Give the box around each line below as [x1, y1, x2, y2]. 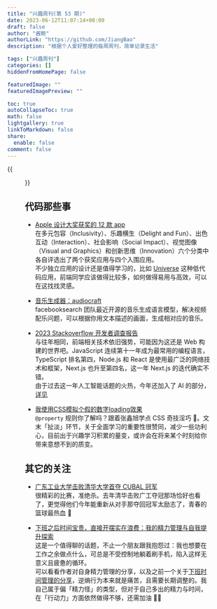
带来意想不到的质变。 [34, 440, 97, 449]
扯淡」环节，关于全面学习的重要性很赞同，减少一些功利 [47, 423, 207, 431]
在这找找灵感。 [34, 281, 78, 290]
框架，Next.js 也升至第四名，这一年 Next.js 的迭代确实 [47, 364, 204, 372]
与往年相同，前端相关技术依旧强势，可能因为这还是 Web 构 [34, 337, 205, 346]
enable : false [13, 139, 55, 146]
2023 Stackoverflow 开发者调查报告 [34, 329, 139, 337]
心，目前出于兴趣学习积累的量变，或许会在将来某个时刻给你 [34, 431, 207, 440]
